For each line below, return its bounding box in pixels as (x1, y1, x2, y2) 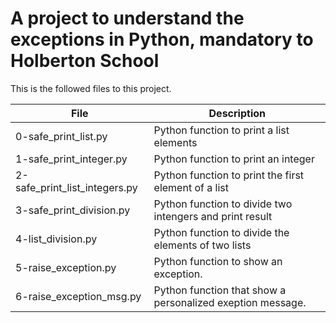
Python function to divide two (153, 197, 293, 211)
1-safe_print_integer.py (15, 152, 128, 166)
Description (208, 106, 266, 120)
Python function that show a (153, 283, 287, 297)
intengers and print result (153, 209, 273, 223)
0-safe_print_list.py (15, 129, 108, 143)
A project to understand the (10, 7, 245, 30)
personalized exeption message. (153, 295, 307, 309)
